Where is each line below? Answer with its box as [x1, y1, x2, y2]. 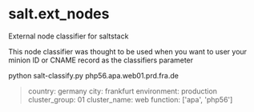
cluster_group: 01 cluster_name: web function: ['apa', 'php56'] [27, 94, 233, 104]
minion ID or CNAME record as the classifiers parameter [8, 55, 194, 65]
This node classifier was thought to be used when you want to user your [8, 46, 247, 56]
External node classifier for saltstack [8, 31, 129, 41]
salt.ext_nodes [8, 5, 110, 23]
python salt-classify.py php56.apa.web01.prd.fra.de [8, 70, 179, 80]
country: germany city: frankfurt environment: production [27, 86, 218, 96]
